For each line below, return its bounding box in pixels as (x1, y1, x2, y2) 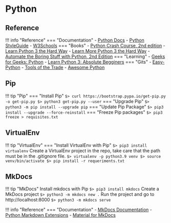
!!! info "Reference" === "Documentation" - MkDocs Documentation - (5, 207, 152, 213)
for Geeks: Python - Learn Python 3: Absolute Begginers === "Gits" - (5, 59, 152, 65)
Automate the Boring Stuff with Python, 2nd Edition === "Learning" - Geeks (5, 53, 165, 59)
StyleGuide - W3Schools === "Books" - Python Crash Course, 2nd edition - (5, 43, 165, 49)
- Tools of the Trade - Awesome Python (21, 65, 105, 70)
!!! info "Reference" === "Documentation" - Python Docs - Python (5, 37, 145, 43)
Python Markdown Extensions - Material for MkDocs (5, 212, 116, 218)
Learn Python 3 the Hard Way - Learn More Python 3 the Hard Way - (5, 48, 150, 54)
